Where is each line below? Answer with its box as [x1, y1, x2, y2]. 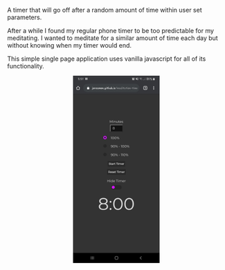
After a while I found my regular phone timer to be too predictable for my [7, 27, 215, 35]
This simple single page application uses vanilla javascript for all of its [7, 55, 206, 63]
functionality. [7, 62, 45, 70]
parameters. [7, 13, 42, 21]
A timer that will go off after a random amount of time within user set [7, 6, 202, 14]
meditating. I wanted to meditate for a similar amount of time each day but [7, 34, 218, 42]
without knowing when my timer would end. [7, 41, 132, 49]
